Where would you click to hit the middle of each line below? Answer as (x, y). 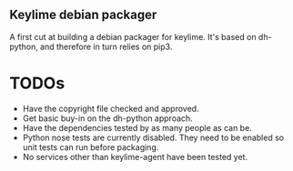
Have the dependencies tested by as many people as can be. (137, 127)
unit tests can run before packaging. (91, 147)
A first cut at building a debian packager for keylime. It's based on (133, 36)
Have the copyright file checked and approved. (111, 108)
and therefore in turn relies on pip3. (106, 46)
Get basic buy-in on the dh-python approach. (107, 118)
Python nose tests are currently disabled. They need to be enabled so (153, 137)
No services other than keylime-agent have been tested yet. (135, 156)
